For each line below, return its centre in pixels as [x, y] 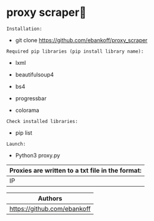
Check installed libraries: [42, 121]
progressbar [31, 98]
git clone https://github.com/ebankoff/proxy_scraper [81, 40]
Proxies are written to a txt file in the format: [76, 170]
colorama [27, 110]
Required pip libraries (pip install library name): [75, 51]
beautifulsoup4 [34, 74]
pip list [24, 133]
